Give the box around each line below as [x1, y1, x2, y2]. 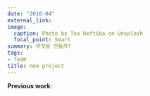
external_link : [7, 17, 52, 24]
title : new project [7, 62, 65, 69]
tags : [7, 50, 23, 57]
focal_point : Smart [13, 36, 71, 43]
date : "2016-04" [7, 10, 55, 18]
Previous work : [7, 81, 53, 90]
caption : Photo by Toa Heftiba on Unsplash [13, 29, 143, 37]
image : [7, 23, 27, 30]
